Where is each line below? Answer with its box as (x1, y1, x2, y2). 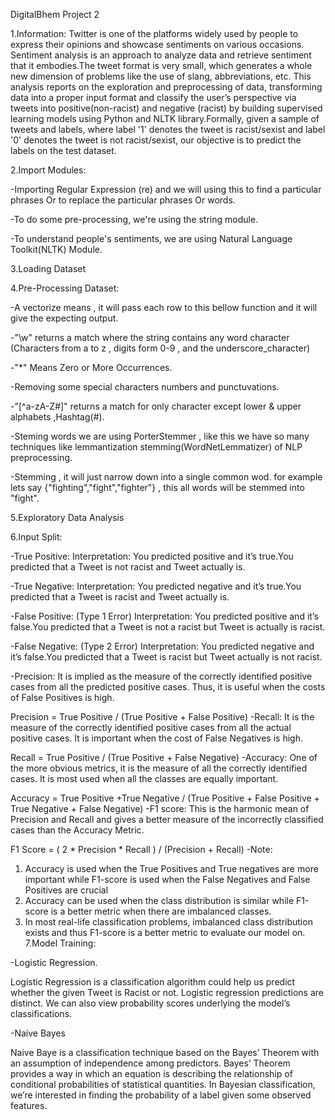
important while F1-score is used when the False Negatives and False (24, 874, 311, 885)
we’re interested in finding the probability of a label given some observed (10, 1089, 312, 1101)
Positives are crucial (24, 884, 109, 896)
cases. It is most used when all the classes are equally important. (10, 773, 279, 784)
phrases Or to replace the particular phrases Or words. (10, 194, 236, 206)
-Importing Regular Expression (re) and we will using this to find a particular (10, 184, 322, 195)
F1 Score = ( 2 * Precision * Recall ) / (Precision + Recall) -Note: (10, 844, 273, 855)
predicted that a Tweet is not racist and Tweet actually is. (10, 561, 246, 573)
